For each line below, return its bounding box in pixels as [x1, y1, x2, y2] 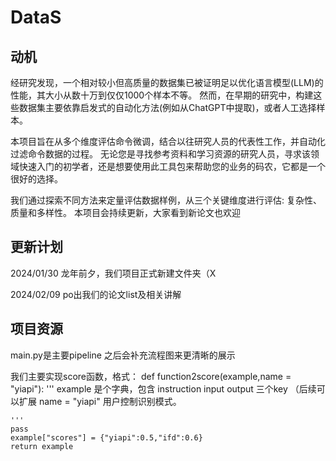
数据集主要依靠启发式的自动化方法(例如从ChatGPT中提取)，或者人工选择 [18, 102, 317, 113]
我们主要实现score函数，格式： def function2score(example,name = [10, 370, 292, 382]
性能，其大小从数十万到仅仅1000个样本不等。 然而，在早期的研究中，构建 [10, 89, 314, 101]
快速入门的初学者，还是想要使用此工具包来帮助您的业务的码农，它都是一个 [18, 161, 326, 172]
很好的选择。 [10, 173, 63, 185]
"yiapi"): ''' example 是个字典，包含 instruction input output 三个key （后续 [10, 382, 317, 395]
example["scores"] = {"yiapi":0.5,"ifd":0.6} [10, 432, 203, 443]
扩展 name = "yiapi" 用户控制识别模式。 [18, 395, 182, 407]
